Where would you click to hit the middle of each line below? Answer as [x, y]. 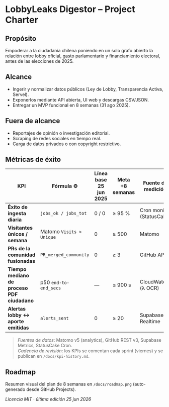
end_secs [51, 288]
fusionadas [22, 261]
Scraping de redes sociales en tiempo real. [57, 138]
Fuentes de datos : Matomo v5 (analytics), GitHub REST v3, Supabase [90, 340]
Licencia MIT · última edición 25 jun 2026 [48, 399]
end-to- [60, 283]
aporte [16, 322]
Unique [48, 237]
